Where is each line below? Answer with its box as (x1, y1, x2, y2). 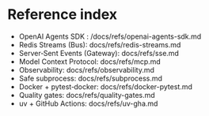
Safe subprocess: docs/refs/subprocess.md (18, 73, 163, 83)
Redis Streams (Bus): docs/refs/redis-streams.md (18, 39, 181, 49)
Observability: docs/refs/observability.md (18, 65, 155, 74)
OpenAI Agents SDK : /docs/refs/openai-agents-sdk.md (18, 32, 202, 41)
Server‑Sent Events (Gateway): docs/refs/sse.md (18, 48, 180, 58)
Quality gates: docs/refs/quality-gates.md (18, 90, 155, 99)
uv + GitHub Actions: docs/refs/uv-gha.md (18, 99, 158, 108)
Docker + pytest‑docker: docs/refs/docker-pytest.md (18, 81, 193, 92)
